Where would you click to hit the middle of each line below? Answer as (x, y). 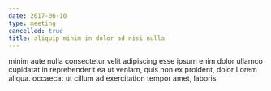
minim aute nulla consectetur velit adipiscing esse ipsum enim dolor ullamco (136, 61)
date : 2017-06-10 (38, 16)
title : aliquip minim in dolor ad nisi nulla (86, 38)
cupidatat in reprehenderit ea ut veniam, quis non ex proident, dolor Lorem (133, 70)
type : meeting (32, 23)
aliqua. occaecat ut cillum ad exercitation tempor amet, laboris (112, 78)
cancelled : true (36, 31)
